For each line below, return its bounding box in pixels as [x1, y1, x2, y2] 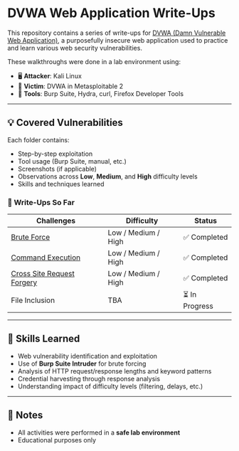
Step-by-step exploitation [17, 149, 93, 158]
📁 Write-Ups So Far [7, 197, 75, 207]
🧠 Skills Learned [7, 333, 80, 345]
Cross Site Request [11, 269, 75, 279]
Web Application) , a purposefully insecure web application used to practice [7, 36, 228, 44]
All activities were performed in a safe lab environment [17, 428, 181, 437]
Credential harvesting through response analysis [17, 374, 161, 383]
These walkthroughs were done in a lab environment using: [7, 57, 181, 65]
